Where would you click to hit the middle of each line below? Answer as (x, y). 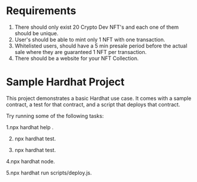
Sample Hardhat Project (65, 82)
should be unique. (36, 33)
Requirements (41, 11)
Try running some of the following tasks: (55, 116)
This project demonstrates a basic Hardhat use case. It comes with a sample (99, 98)
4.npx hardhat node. (31, 161)
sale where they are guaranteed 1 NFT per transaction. (81, 52)
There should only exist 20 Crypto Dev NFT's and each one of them (97, 27)
